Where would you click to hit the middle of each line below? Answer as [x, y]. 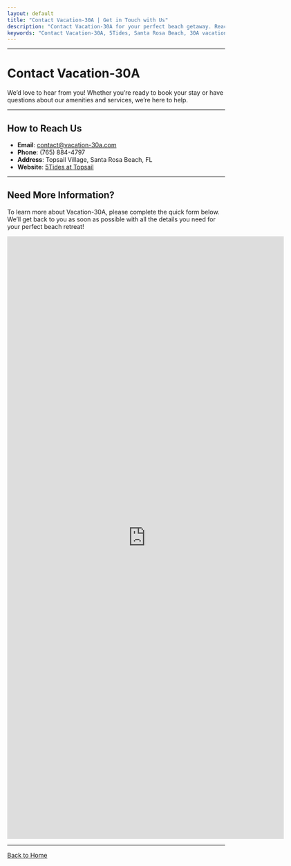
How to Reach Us [45, 128]
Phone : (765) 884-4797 [51, 152]
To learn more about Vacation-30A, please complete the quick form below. [113, 212]
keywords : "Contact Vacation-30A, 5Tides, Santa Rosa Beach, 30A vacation [117, 33]
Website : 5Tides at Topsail [55, 167]
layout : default [30, 13]
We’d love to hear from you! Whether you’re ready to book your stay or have [115, 93]
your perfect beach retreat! [46, 226]
